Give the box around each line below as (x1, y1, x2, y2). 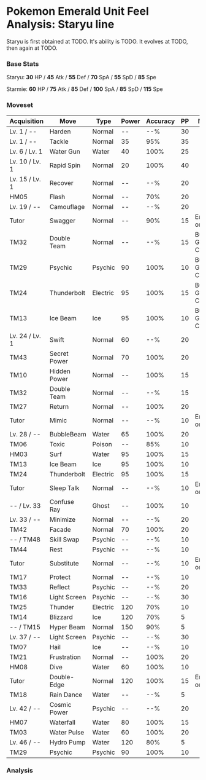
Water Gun (49, 147, 81, 156)
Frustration (49, 653, 81, 661)
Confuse (49, 497, 75, 506)
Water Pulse (49, 728, 85, 736)
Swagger (49, 216, 75, 225)
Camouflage (49, 202, 85, 211)
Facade (49, 525, 72, 534)
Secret (49, 349, 69, 358)
